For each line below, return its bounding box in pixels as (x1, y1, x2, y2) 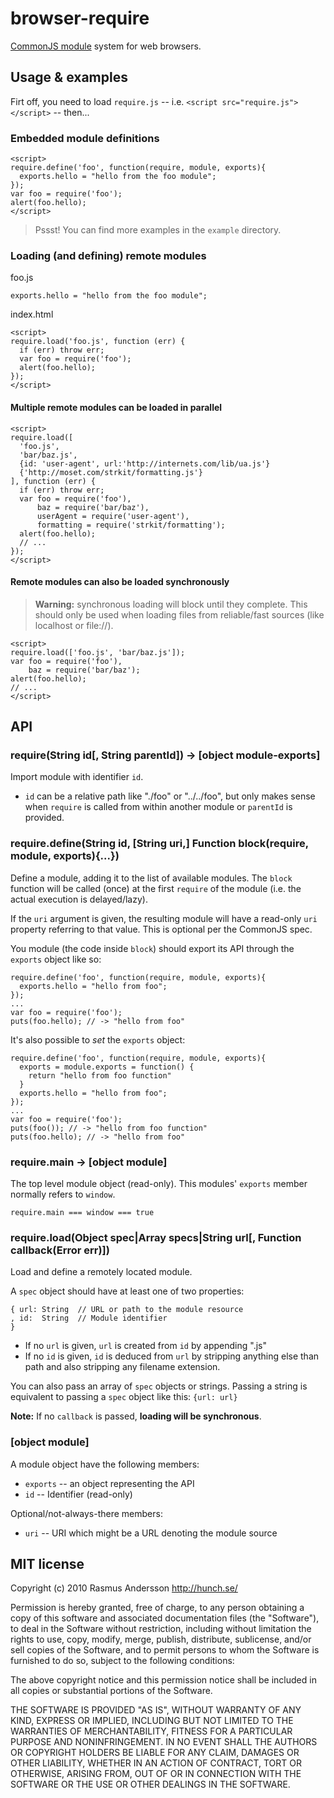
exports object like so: (10, 953, 102, 965)
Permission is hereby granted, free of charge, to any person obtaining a (10, 1602, 305, 1614)
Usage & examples (10, 69, 128, 86)
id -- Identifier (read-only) (24, 1488, 133, 1500)
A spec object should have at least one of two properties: (10, 1285, 245, 1297)
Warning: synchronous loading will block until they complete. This (34, 598, 308, 610)
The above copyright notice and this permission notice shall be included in (10, 1674, 317, 1686)
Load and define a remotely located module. (10, 1266, 193, 1278)
